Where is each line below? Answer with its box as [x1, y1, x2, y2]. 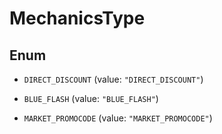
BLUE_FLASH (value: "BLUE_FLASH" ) [23, 93, 159, 104]
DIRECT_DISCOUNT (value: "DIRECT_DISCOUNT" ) [23, 73, 204, 85]
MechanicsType [9, 7, 146, 30]
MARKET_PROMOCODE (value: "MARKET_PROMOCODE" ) [23, 112, 213, 124]
